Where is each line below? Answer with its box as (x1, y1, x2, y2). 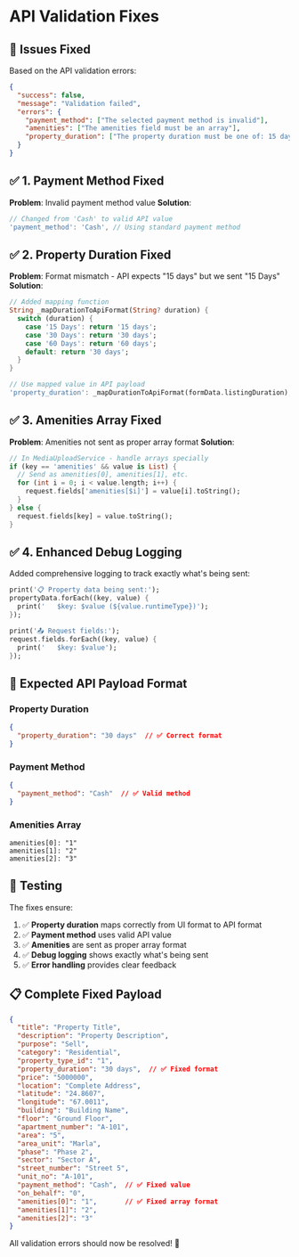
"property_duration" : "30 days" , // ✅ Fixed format (17, 1065, 219, 1073)
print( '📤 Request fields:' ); (9, 626, 120, 635)
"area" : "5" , (17, 1130, 66, 1139)
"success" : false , (17, 91, 86, 100)
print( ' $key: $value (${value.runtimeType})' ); (17, 602, 209, 611)
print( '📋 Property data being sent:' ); (9, 585, 160, 594)
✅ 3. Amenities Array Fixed (9, 412, 162, 429)
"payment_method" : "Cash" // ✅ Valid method (17, 788, 191, 798)
